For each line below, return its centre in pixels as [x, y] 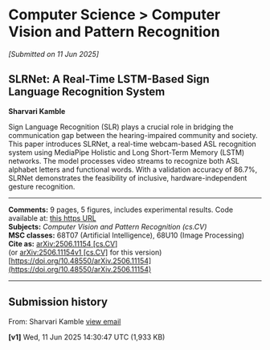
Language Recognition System [87, 92]
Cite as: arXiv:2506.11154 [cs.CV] [63, 243]
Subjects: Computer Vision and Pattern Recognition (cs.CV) [108, 226]
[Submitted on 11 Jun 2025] [53, 54]
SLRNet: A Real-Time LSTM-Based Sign [109, 79]
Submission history [58, 302]
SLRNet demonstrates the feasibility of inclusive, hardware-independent [128, 177]
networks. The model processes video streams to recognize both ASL [124, 161]
